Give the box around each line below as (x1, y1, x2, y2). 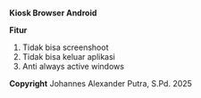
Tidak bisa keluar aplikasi (21, 52, 116, 61)
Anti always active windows (21, 61, 125, 71)
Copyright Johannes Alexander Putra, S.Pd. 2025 (9, 78, 192, 88)
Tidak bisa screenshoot (21, 42, 109, 53)
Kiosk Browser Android (9, 8, 97, 18)
